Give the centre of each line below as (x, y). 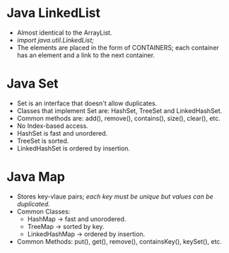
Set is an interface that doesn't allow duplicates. (87, 103)
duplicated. (33, 204)
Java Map (36, 177)
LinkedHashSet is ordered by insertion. (74, 148)
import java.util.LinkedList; (55, 40)
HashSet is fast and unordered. (62, 133)
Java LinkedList (53, 13)
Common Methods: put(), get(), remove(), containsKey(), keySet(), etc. (119, 241)
